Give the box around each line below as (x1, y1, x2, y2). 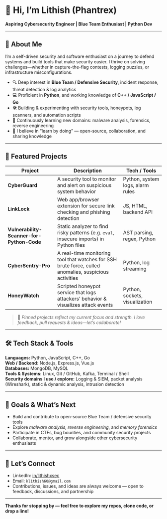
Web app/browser (57, 196, 99, 203)
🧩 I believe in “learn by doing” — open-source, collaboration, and (12, 128, 146, 134)
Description (74, 167, 102, 174)
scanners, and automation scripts (12, 112, 81, 118)
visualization (123, 298, 153, 305)
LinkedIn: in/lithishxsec (12, 473, 60, 478)
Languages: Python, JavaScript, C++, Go (5, 355, 90, 361)
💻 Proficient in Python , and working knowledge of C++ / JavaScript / (12, 92, 156, 98)
